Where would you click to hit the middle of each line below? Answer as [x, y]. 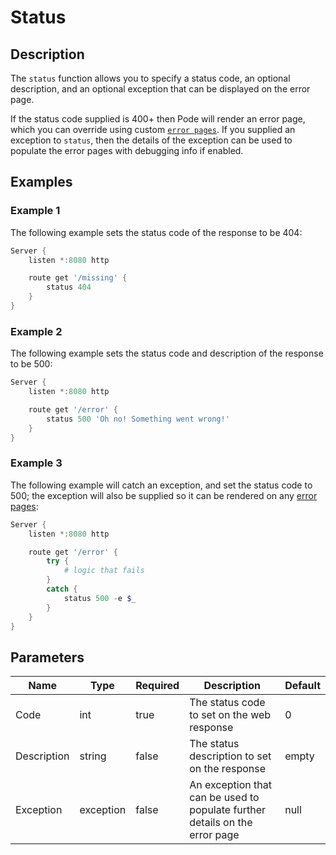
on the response [228, 769]
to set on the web [230, 715]
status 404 [69, 287]
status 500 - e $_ [100, 598]
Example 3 [36, 463]
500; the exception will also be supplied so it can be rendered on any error [164, 495]
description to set [230, 756]
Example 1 [35, 211]
